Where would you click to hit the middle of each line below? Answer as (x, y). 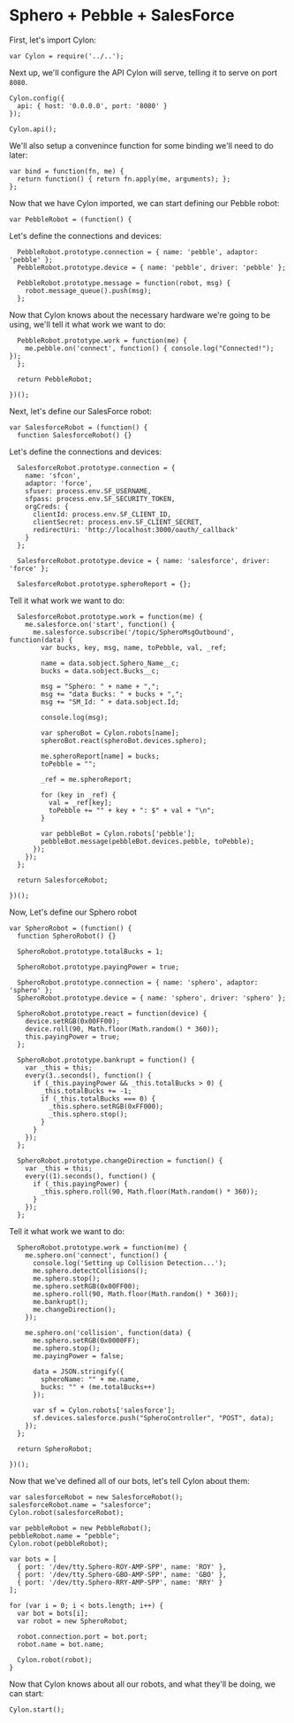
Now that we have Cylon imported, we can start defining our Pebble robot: (144, 203)
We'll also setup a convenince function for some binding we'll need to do (141, 145)
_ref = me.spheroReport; (87, 779)
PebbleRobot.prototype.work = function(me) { (102, 340)
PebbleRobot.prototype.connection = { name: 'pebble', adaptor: (138, 252)
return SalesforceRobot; (63, 880)
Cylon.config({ (37, 98)
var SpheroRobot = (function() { (71, 928)
